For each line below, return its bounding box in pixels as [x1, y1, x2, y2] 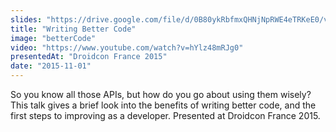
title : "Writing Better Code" [10, 24, 137, 34]
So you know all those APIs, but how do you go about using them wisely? [10, 89, 312, 100]
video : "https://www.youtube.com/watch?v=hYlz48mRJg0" [10, 42, 244, 53]
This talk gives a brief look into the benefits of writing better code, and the [10, 99, 317, 111]
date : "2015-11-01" [10, 61, 92, 71]
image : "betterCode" [10, 33, 97, 43]
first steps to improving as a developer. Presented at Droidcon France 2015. [10, 110, 321, 121]
